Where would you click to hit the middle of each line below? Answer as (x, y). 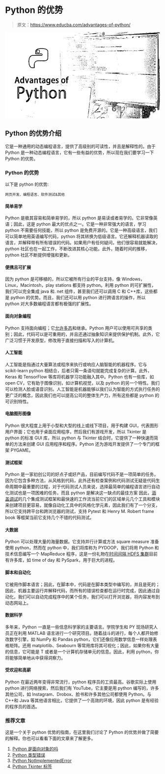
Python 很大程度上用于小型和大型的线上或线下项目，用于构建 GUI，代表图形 (82, 426)
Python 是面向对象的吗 (35, 749)
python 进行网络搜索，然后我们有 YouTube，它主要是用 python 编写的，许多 (82, 688)
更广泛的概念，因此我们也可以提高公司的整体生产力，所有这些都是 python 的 (82, 395)
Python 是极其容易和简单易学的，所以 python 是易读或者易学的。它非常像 (79, 218)
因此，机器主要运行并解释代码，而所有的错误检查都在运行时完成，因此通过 (80, 590)
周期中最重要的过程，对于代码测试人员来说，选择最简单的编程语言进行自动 (84, 487)
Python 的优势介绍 (33, 134)
